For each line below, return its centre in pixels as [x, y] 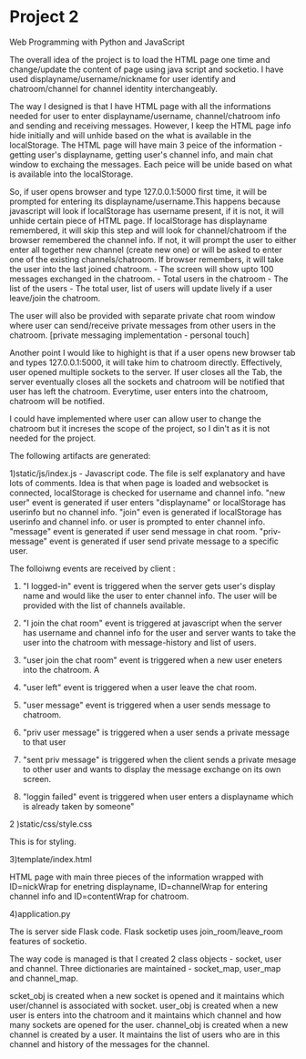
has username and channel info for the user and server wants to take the [159, 632]
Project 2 [44, 17]
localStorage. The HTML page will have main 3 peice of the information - [146, 145]
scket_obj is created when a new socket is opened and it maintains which [147, 995]
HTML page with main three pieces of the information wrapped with [137, 877]
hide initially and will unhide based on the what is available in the [131, 135]
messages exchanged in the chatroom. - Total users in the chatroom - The [149, 279]
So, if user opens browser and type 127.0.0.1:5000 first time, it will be [138, 191]
